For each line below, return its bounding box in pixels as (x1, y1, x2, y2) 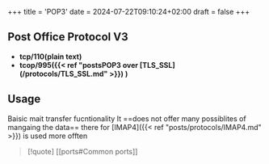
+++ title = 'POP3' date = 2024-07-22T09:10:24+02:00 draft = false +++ (7, 7, 250, 16)
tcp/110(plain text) (19, 52, 82, 61)
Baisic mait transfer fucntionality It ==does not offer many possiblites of (7, 113, 247, 124)
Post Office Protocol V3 (7, 30, 128, 44)
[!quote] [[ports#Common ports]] (27, 146, 138, 156)
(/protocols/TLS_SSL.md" (19, 69, 108, 78)
